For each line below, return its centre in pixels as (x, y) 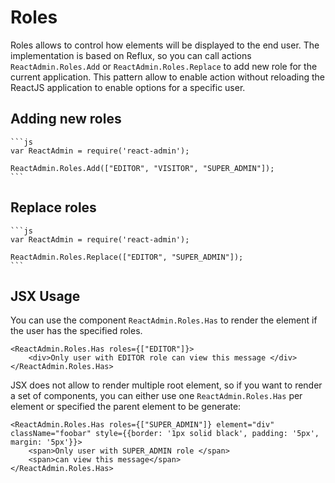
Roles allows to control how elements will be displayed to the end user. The (165, 45)
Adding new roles (66, 119)
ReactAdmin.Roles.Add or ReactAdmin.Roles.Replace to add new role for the (164, 66)
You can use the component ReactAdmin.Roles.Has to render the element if (164, 320)
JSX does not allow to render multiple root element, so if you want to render (166, 385)
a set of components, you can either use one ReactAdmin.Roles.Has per (156, 396)
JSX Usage (45, 296)
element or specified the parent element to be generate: (126, 407)
